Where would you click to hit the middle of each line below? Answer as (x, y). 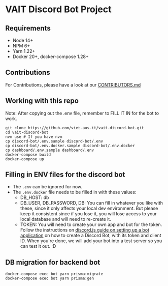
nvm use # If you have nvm (34, 137)
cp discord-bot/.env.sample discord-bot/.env (54, 141)
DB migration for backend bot (53, 262)
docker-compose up (25, 159)
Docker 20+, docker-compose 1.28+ (51, 56)
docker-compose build (28, 154)
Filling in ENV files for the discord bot (65, 175)
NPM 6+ (21, 46)
